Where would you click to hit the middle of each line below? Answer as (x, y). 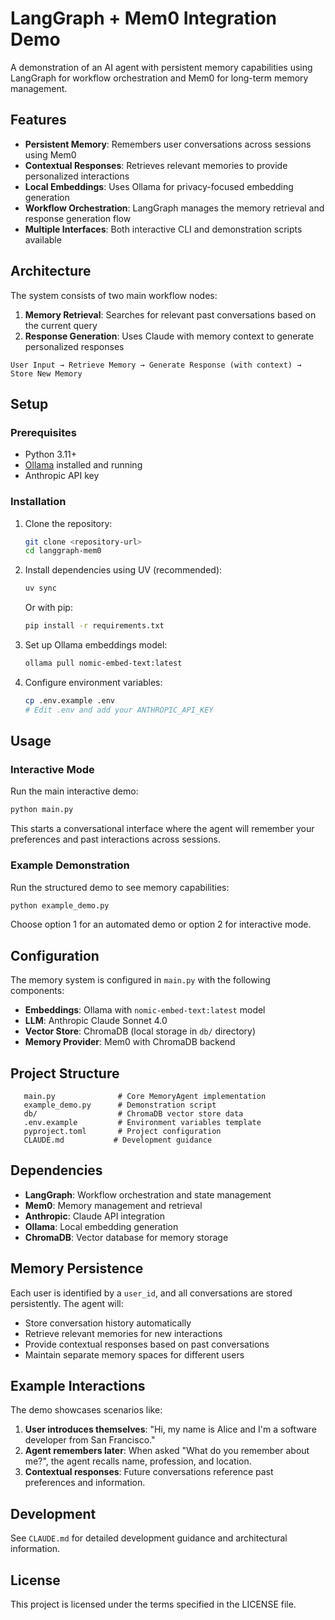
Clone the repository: (68, 523)
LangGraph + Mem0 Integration (144, 18)
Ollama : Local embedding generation (101, 1226)
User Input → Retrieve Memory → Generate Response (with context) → (156, 365)
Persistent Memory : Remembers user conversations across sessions (168, 144)
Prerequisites (43, 432)
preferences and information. (85, 1483)
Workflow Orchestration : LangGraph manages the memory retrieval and (174, 208)
